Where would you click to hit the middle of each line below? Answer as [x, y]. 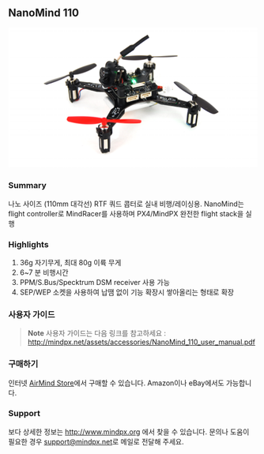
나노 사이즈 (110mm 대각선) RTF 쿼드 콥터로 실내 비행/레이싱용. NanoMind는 [126, 204]
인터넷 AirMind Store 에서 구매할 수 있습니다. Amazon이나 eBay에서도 [116, 383]
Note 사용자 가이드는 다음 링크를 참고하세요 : [97, 333]
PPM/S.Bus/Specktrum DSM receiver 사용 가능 [94, 282]
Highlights [28, 244]
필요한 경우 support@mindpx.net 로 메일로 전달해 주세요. [96, 441]
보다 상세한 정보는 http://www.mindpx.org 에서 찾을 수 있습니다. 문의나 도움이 [129, 431]
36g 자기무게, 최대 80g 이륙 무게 [70, 262]
